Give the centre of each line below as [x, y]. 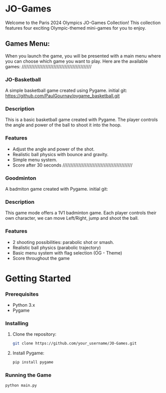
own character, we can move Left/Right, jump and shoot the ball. [72, 218]
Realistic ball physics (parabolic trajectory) [57, 247]
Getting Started [38, 278]
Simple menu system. [35, 160]
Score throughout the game [41, 258]
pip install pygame [33, 362]
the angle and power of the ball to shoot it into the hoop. [63, 125]
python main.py [21, 385]
